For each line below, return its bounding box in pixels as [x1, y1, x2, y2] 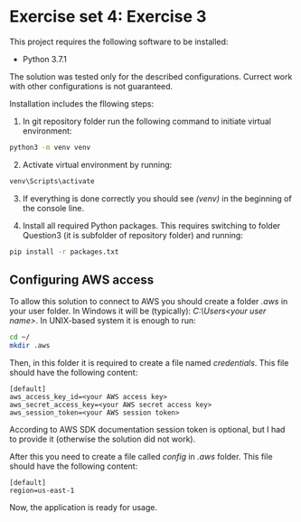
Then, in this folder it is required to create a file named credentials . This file [9, 358, 289, 368]
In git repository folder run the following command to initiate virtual [22, 116, 271, 126]
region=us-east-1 [9, 486, 75, 496]
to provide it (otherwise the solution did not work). [9, 433, 196, 444]
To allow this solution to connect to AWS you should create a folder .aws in [9, 296, 288, 307]
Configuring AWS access [9, 272, 155, 287]
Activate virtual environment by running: [22, 159, 173, 170]
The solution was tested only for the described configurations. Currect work [9, 70, 293, 82]
